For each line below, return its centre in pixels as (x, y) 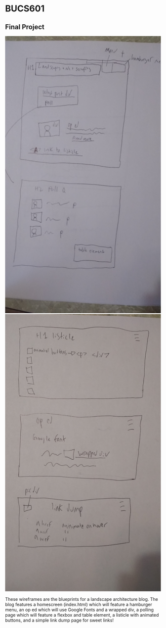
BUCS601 (25, 9)
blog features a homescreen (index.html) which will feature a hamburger (79, 604)
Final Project (25, 27)
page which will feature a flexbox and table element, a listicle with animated (82, 615)
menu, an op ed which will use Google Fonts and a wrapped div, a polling (80, 610)
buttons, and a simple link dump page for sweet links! (59, 620)
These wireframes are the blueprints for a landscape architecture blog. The (82, 599)
